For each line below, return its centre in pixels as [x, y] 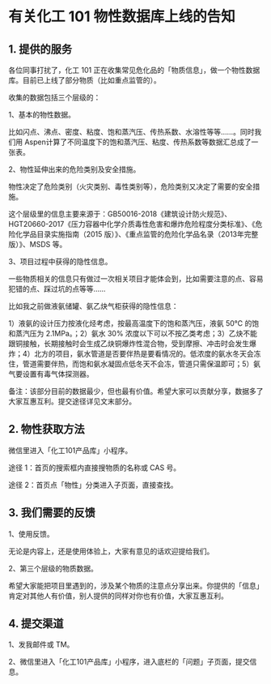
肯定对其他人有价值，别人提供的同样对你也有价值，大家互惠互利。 [118, 596]
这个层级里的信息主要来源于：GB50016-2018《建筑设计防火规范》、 [120, 214]
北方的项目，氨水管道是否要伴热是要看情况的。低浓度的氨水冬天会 [144, 354]
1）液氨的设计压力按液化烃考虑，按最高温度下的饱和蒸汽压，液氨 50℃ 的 [130, 323]
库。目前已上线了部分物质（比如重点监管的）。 [85, 80]
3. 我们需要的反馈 [52, 513]
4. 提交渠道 [36, 624]
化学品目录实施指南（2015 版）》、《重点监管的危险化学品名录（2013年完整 [137, 234]
